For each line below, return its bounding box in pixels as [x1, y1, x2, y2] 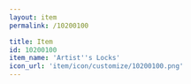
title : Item [9, 37, 53, 46]
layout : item [9, 12, 57, 22]
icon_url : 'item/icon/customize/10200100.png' [9, 62, 184, 71]
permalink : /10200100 [9, 21, 89, 30]
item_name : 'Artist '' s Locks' [9, 54, 121, 63]
